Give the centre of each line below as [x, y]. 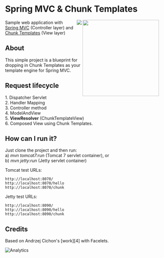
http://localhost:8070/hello [35, 183]
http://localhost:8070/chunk [35, 188]
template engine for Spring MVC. [38, 70]
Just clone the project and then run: [41, 150]
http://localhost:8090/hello [35, 210]
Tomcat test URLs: [24, 170]
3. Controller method [26, 108]
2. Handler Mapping [25, 102]
